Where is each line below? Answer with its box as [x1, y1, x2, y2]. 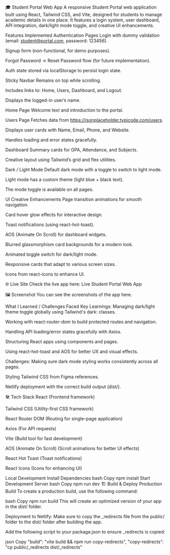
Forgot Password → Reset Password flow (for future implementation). [5, 58, 151, 63]
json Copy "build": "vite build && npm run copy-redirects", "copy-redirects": [5, 539, 164, 545]
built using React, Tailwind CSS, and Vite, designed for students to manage [5, 12, 162, 17]
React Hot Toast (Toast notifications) [5, 455, 82, 461]
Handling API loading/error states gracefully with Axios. [5, 329, 122, 335]
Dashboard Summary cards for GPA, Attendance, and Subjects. [5, 147, 138, 152]
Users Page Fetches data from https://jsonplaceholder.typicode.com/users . [5, 117, 164, 123]
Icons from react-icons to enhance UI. [5, 271, 85, 277]
